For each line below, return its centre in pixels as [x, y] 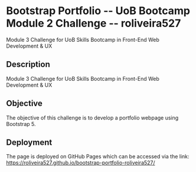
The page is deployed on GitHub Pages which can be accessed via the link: [98, 157]
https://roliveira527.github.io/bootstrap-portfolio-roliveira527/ [81, 163]
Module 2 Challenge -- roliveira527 [94, 23]
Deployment [29, 142]
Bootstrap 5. [21, 124]
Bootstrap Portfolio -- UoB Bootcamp [98, 11]
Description [28, 64]
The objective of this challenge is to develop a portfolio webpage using [92, 118]
